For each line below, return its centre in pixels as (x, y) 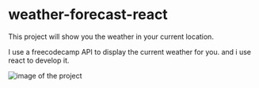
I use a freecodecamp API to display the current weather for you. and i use (130, 52)
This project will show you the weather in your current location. (111, 36)
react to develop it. (39, 60)
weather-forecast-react (88, 15)
